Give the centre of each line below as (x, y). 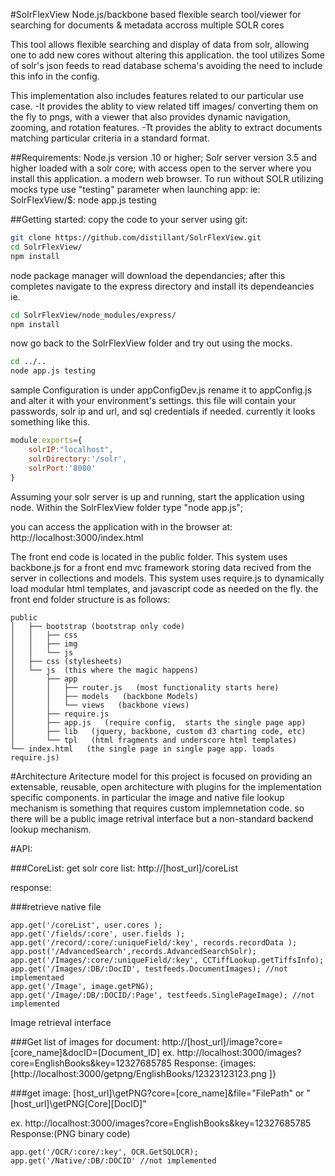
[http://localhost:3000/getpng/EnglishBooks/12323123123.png (138, 1073)
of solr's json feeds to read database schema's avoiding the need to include (166, 65)
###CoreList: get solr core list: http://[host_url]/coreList (124, 868)
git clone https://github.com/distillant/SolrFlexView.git (136, 238)
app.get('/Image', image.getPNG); (82, 986)
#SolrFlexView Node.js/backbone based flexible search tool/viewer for (156, 14)
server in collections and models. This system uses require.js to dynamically (167, 578)
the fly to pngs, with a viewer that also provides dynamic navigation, (150, 117)
